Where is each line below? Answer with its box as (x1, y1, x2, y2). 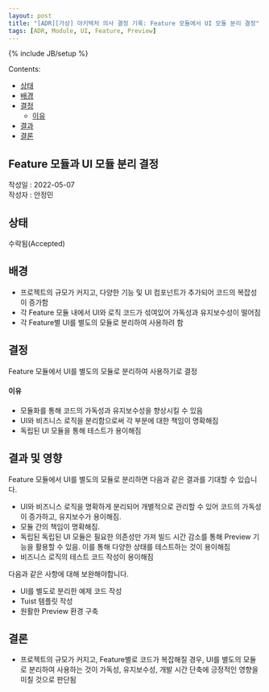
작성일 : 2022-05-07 (8, 180, 75, 190)
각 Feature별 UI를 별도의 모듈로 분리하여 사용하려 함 (19, 317, 184, 327)
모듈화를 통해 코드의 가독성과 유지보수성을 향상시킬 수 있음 (19, 406, 204, 415)
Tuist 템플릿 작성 (19, 596, 73, 606)
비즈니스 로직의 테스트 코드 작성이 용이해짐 (19, 552, 155, 562)
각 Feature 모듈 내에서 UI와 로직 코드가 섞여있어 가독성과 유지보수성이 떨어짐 (19, 307, 261, 317)
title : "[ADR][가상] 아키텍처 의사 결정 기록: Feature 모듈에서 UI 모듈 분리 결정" (8, 19, 260, 27)
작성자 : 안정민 (8, 190, 54, 200)
